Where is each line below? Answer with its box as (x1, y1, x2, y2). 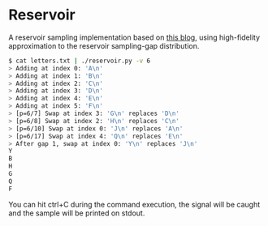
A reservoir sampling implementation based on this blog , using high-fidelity (8, 32, 261, 42)
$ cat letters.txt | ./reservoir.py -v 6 (8, 57, 151, 65)
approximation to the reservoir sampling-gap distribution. (8, 41, 200, 50)
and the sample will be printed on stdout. (8, 208, 145, 218)
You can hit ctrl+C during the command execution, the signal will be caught (8, 199, 261, 209)
